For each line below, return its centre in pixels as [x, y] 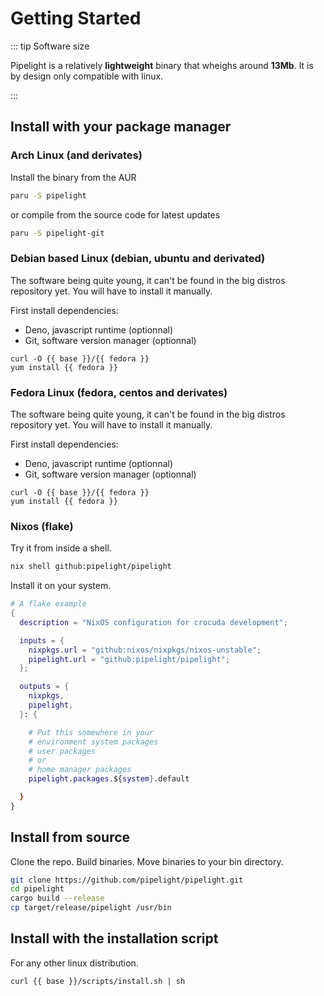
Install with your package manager [121, 127]
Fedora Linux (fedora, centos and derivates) [119, 392]
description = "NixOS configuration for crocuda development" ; [153, 622]
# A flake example [48, 604]
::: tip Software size [50, 46]
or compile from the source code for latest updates [115, 214]
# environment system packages [93, 742]
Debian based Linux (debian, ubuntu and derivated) [138, 259]
